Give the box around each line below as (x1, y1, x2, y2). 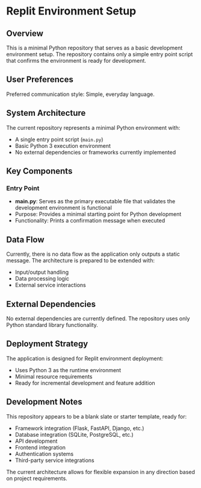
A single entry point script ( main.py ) (14, 136, 104, 143)
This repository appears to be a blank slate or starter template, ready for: (6, 413, 187, 420)
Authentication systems (14, 450, 74, 457)
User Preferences (6, 74, 73, 85)
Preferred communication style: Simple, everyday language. (6, 90, 155, 98)
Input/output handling (14, 268, 69, 276)
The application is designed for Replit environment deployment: (6, 355, 164, 362)
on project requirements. (6, 475, 67, 482)
